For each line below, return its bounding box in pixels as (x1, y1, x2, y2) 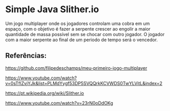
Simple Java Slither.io (5, 4, 100, 15)
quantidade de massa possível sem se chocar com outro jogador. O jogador (5, 31, 165, 37)
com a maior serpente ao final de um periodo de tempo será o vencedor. (5, 37, 158, 43)
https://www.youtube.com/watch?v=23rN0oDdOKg (5, 100, 113, 106)
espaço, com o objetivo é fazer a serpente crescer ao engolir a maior (5, 25, 151, 32)
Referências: (5, 51, 47, 60)
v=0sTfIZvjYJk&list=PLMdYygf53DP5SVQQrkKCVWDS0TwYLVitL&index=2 (5, 80, 162, 86)
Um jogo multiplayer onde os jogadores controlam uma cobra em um (5, 20, 150, 26)
